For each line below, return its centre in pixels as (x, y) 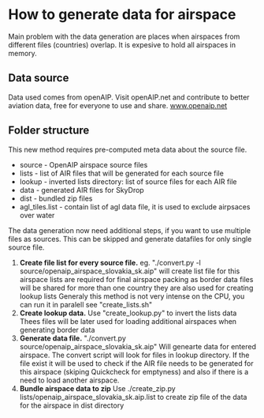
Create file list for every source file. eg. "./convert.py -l (110, 262)
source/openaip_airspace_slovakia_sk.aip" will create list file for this (130, 271)
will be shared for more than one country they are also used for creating (136, 288)
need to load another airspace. (69, 380)
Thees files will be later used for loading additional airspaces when (128, 321)
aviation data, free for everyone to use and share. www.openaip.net (118, 105)
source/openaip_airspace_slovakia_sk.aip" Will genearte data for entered (138, 346)
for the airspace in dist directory (72, 405)
